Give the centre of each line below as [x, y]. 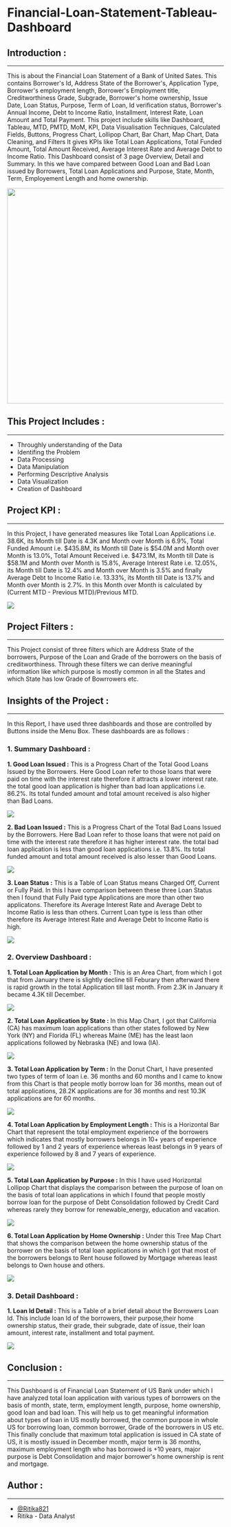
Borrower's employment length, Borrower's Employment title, [93, 90]
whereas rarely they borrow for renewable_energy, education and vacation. [114, 1209]
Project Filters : [41, 627]
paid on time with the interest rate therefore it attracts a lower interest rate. [113, 779]
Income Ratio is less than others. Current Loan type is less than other [105, 912]
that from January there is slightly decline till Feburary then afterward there [113, 979]
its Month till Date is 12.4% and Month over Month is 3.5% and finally [105, 570]
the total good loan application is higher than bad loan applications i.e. [107, 786]
